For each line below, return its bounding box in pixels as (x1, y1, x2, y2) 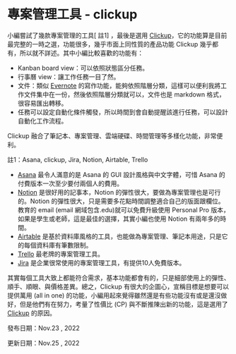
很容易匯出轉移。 (17, 99, 68, 107)
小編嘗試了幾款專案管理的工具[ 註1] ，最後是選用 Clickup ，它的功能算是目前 (7, 31, 228, 39)
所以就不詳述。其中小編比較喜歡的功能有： (19, 49, 143, 57)
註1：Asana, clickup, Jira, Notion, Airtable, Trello (7, 155, 148, 164)
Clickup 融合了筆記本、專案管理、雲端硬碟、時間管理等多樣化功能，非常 (7, 131, 217, 140)
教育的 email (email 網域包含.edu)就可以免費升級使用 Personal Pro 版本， (17, 205, 230, 214)
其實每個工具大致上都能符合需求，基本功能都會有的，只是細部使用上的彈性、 (7, 273, 230, 282)
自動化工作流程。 (17, 116, 68, 125)
